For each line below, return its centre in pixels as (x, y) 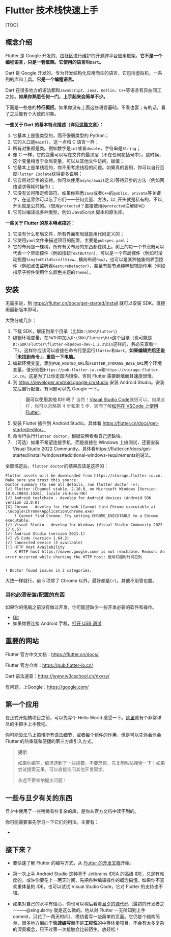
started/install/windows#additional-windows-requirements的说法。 (83, 455)
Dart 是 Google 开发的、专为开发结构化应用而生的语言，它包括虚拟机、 (79, 73)
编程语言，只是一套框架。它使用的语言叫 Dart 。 (54, 62)
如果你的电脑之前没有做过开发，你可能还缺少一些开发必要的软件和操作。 (81, 607)
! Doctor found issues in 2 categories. (49, 570)
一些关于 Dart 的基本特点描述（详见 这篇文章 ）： (54, 124)
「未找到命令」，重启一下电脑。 (45, 357)
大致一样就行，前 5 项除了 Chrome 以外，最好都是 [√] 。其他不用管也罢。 (81, 580)
